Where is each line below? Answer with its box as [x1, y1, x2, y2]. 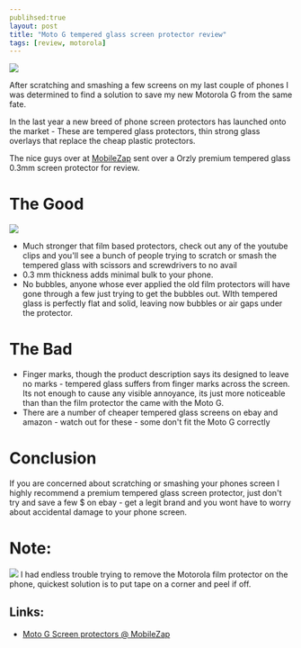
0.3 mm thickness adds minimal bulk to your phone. [22, 269, 214, 280]
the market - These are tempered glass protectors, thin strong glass [9, 126, 261, 137]
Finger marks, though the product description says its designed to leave [22, 369, 289, 380]
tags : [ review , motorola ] [9, 38, 106, 48]
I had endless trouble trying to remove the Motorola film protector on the [20, 569, 288, 580]
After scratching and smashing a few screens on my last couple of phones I [9, 80, 289, 91]
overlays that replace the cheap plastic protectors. [9, 136, 196, 147]
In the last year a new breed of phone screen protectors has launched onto [9, 116, 287, 127]
